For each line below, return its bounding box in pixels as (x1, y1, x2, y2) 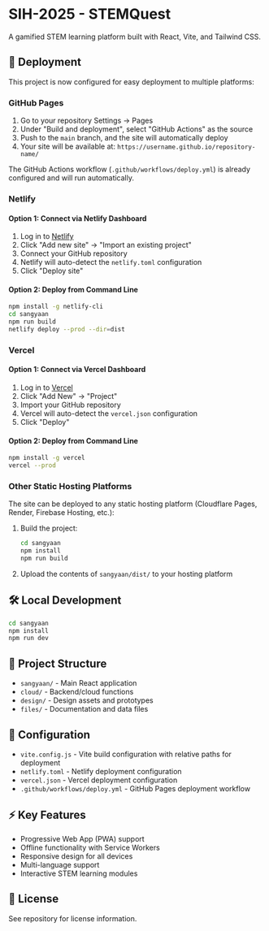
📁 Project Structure (8, 656, 107, 670)
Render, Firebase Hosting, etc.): (8, 508, 115, 517)
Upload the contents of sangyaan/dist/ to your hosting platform (20, 569, 233, 578)
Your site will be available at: (20, 141, 116, 151)
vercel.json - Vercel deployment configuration (20, 775, 178, 785)
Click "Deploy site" (20, 266, 84, 276)
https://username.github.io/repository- (117, 143, 256, 151)
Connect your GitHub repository (20, 249, 128, 258)
